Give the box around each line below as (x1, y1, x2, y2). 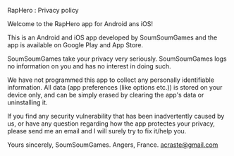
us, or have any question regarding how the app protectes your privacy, (7, 119, 215, 128)
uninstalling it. (7, 98, 48, 107)
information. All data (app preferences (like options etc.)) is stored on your (7, 83, 223, 91)
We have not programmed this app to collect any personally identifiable (7, 76, 215, 84)
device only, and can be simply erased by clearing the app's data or (7, 91, 204, 99)
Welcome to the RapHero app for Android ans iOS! (7, 20, 154, 28)
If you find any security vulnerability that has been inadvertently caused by (7, 112, 225, 120)
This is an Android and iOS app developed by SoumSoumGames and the (7, 33, 218, 42)
